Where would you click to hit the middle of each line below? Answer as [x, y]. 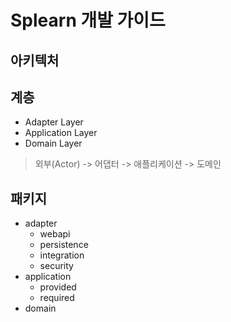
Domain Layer [53, 143]
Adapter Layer [54, 122]
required [57, 298]
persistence [64, 245]
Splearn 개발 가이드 [88, 20]
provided [58, 287]
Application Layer [61, 133]
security [56, 266]
